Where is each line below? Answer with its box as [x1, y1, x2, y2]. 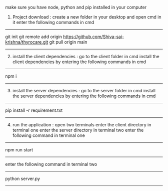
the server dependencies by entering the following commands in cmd [12, 93, 156, 99]
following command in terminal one [12, 132, 85, 138]
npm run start [5, 147, 33, 152]
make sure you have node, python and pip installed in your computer [5, 5, 147, 10]
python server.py [5, 175, 40, 181]
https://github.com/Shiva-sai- [63, 34, 124, 40]
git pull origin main [49, 39, 87, 45]
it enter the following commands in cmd [12, 20, 94, 25]
